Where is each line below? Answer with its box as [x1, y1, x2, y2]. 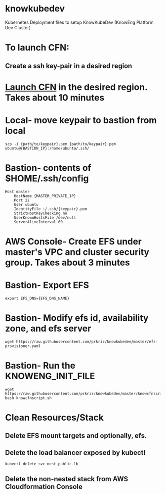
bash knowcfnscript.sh [5, 395, 52, 400]
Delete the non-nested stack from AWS [5, 475, 128, 483]
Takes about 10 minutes [5, 92, 105, 103]
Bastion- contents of [5, 162, 91, 173]
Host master [5, 189, 30, 194]
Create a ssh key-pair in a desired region [5, 61, 132, 70]
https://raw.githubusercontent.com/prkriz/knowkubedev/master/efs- [16, 339, 158, 344]
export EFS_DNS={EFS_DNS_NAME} [5, 296, 70, 301]
